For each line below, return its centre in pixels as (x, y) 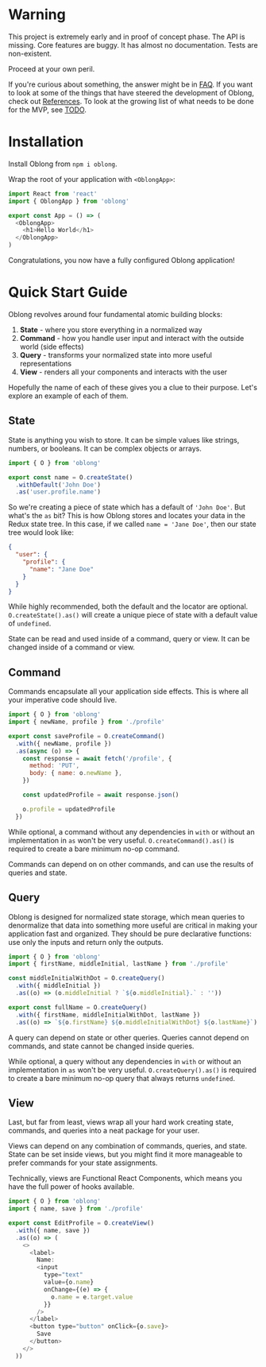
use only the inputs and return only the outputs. (86, 942)
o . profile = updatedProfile (69, 809)
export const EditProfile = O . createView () (81, 1223)
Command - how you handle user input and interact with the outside (132, 338)
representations (46, 363)
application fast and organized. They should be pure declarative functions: (130, 933)
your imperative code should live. (63, 700)
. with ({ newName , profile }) (64, 744)
